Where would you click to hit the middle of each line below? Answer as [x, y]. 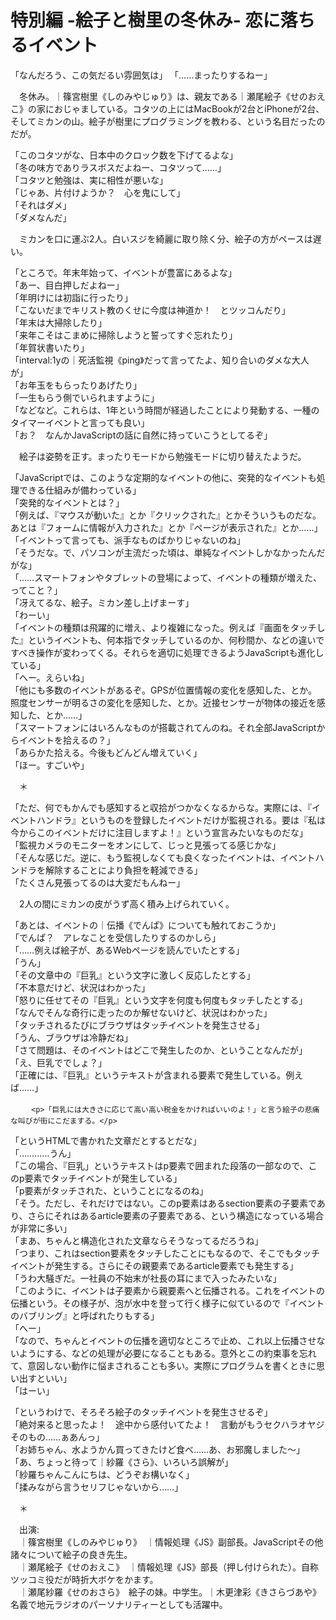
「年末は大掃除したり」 [58, 322]
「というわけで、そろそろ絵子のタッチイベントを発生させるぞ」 [141, 1412]
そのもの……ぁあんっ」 [57, 1437]
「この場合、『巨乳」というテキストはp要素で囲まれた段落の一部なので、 [159, 1165]
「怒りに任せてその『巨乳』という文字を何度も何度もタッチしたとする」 [159, 1000]
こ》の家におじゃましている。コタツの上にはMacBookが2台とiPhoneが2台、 [167, 108]
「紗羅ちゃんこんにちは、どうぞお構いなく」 [102, 1474]
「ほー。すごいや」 [50, 765]
